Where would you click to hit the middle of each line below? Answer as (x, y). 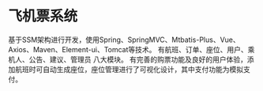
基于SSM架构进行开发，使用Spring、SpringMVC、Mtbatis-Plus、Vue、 (124, 40)
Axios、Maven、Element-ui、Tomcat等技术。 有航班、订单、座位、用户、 (128, 49)
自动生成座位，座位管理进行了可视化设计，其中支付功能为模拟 (143, 69)
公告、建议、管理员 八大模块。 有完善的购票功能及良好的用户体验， (138, 59)
